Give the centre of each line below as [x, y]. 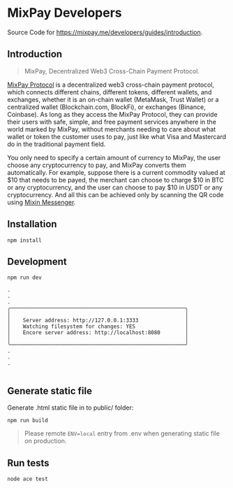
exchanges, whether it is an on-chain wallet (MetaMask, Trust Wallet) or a [113, 99]
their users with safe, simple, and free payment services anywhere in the [112, 122]
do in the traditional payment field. [57, 144]
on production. [45, 441]
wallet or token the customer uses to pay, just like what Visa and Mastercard [117, 136]
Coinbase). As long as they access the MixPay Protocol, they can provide [112, 114]
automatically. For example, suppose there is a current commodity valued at [116, 172]
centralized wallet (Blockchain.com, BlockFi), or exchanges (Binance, [106, 107]
